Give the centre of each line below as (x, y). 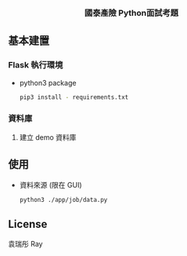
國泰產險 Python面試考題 (131, 13)
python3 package (48, 82)
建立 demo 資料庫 (48, 137)
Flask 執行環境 (36, 65)
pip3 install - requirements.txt (74, 97)
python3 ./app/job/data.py (63, 199)
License (28, 224)
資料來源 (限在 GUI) (50, 185)
